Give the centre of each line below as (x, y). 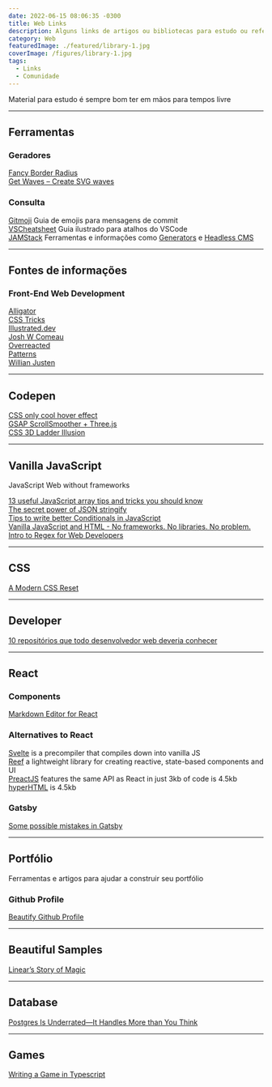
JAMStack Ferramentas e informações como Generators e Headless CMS (131, 237)
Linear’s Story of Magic (47, 970)
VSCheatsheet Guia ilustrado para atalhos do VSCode (98, 228)
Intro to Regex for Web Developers (66, 535)
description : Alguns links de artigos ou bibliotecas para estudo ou (128, 31)
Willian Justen (32, 363)
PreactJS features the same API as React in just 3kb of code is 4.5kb (123, 778)
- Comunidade (38, 76)
